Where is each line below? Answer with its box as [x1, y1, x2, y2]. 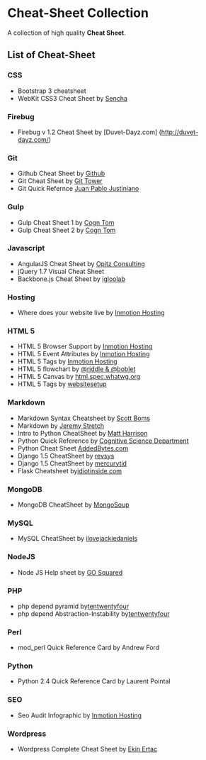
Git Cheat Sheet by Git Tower [17, 177, 103, 185]
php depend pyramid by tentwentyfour [17, 602, 130, 610]
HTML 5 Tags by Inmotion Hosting [17, 357, 118, 366]
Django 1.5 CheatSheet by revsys [17, 451, 115, 460]
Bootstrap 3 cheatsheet [17, 87, 86, 95]
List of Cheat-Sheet [7, 49, 96, 61]
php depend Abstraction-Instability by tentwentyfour [17, 609, 170, 618]
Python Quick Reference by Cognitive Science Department [17, 436, 189, 445]
